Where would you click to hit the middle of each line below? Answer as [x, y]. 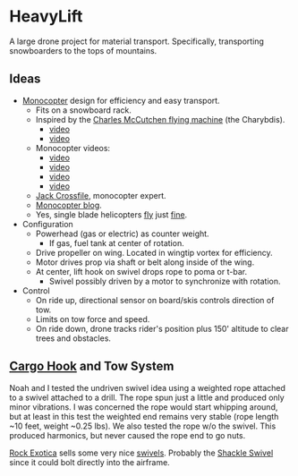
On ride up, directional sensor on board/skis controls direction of [155, 300]
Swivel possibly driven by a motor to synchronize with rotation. [165, 281]
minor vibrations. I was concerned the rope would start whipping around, [144, 407]
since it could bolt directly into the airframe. [89, 462]
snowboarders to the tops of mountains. [83, 50]
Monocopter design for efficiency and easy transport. [121, 100]
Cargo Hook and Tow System [92, 366]
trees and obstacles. [73, 338]
